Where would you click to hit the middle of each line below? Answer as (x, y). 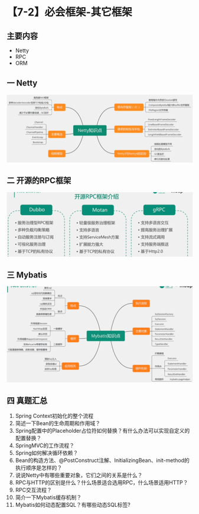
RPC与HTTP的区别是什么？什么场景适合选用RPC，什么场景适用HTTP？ (102, 483)
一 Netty (22, 83)
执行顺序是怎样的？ (39, 468)
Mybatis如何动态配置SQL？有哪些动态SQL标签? (73, 505)
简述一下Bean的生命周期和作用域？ (58, 423)
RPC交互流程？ (33, 490)
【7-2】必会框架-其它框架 (69, 12)
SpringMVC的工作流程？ (45, 446)
